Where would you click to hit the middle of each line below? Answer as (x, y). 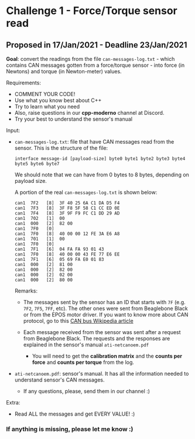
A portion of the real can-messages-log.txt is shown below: (86, 192)
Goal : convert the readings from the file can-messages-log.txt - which (90, 59)
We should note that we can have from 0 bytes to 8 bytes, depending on (102, 175)
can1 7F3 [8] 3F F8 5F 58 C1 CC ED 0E (67, 208)
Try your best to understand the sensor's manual (73, 119)
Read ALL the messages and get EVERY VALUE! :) (75, 414)
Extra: (13, 402)
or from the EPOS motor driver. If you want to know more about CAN (106, 314)
